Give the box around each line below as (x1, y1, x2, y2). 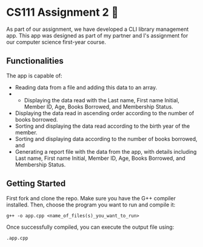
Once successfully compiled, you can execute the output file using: (6, 223, 175, 231)
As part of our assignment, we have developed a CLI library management (6, 25, 189, 33)
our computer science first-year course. (6, 38, 106, 45)
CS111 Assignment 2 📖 (6, 5, 119, 19)
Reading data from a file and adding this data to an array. (15, 84, 158, 91)
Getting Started (6, 179, 66, 189)
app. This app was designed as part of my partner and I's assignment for (6, 31, 188, 39)
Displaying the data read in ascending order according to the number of (15, 109, 195, 117)
